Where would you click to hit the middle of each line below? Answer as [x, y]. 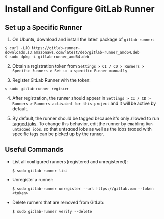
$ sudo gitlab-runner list [40, 171]
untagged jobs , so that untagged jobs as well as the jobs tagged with [82, 129]
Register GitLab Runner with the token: [51, 80]
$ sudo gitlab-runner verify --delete [52, 211]
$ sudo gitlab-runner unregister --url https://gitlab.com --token [83, 189]
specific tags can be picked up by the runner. [58, 134]
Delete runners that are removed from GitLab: [58, 202]
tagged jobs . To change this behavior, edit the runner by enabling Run [82, 124]
